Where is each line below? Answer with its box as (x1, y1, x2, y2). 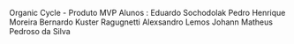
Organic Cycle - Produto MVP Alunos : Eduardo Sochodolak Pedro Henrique (9, 8, 286, 18)
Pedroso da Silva (9, 26, 71, 36)
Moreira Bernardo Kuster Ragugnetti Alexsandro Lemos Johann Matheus (9, 17, 274, 27)
